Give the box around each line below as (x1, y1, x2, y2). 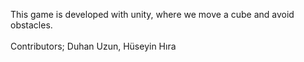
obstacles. (10, 19, 53, 31)
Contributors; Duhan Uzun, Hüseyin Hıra (10, 40, 177, 52)
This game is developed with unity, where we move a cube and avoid (10, 9, 295, 20)
